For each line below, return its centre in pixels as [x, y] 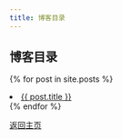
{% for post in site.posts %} [61, 79]
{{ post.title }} [46, 97]
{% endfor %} [36, 106]
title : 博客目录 [37, 18]
